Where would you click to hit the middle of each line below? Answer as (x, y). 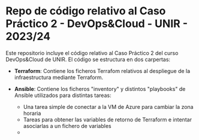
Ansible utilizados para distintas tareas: (63, 95)
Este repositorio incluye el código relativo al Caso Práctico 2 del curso (92, 53)
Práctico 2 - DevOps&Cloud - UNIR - (97, 24)
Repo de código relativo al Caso (86, 11)
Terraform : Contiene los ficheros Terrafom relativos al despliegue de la (102, 71)
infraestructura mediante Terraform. (59, 77)
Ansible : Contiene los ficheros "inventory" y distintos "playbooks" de (100, 89)
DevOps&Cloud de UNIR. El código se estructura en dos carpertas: (88, 59)
